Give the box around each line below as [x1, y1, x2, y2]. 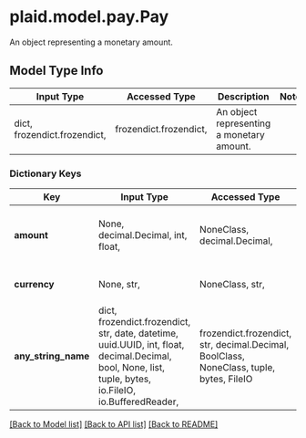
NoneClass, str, [199, 278, 266, 291]
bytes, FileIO [199, 372, 253, 385]
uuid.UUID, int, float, [98, 339, 185, 351]
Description [217, 89, 270, 102]
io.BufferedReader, [98, 395, 179, 408]
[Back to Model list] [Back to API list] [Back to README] [9, 419, 219, 430]
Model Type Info [9, 63, 104, 78]
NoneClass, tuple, [199, 361, 276, 374]
